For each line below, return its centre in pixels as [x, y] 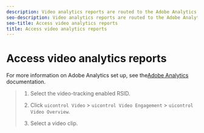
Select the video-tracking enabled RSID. [80, 94]
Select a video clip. [54, 123]
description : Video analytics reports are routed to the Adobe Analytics [102, 12]
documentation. [26, 82]
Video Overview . [50, 112]
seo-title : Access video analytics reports [62, 23]
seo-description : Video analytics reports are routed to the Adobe [93, 18]
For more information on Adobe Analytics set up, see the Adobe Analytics [97, 76]
